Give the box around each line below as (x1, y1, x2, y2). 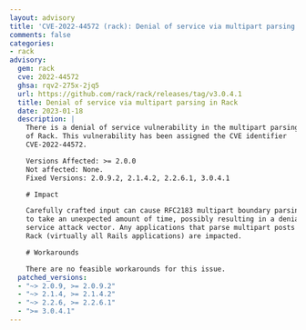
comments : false (9, 30, 71, 39)
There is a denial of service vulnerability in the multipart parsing (25, 124, 300, 133)
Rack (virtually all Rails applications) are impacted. (25, 232, 243, 241)
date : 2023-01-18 (17, 106, 84, 115)
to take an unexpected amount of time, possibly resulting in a (25, 215, 275, 224)
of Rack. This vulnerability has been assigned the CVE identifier (25, 132, 287, 141)
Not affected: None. (25, 165, 104, 174)
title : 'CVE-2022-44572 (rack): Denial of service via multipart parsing (9, 22, 296, 31)
